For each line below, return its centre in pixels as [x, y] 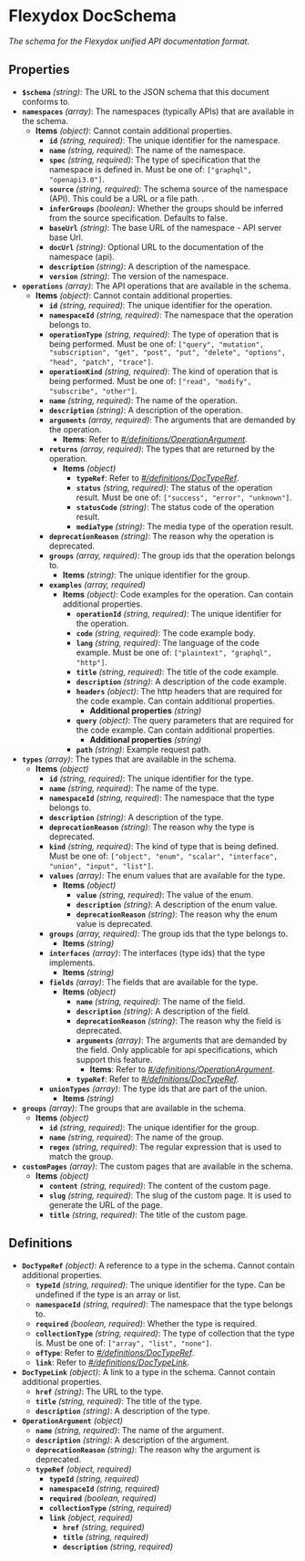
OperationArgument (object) [72, 1421]
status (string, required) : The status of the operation [174, 487]
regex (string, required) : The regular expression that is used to [165, 1147]
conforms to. [46, 101]
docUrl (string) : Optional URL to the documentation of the [156, 246]
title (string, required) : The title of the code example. [178, 671]
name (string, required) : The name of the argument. [130, 1430]
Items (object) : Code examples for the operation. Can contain [178, 594]
